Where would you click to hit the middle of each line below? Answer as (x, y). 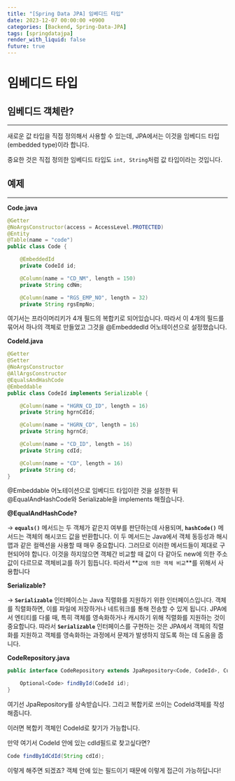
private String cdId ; (51, 450)
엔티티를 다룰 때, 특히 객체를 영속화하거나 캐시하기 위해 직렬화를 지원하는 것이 (120, 618)
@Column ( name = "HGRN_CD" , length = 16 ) (79, 425)
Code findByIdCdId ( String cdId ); (56, 756)
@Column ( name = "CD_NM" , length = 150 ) (78, 278)
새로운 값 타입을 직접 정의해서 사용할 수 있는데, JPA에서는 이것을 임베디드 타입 (114, 136)
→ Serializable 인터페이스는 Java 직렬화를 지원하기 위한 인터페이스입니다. (111, 600)
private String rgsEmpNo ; (58, 304)
